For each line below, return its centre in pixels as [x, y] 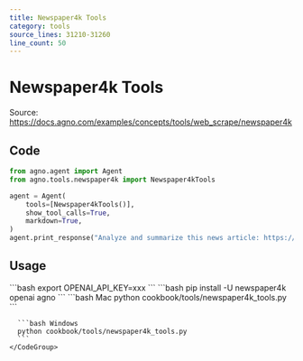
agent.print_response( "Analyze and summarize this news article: [134, 238]
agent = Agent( [38, 196]
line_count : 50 [38, 43]
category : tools [40, 26]
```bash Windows [48, 323]
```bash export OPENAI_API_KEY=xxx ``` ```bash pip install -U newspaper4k [148, 287]
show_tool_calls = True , [68, 213]
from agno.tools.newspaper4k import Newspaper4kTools [113, 180]
